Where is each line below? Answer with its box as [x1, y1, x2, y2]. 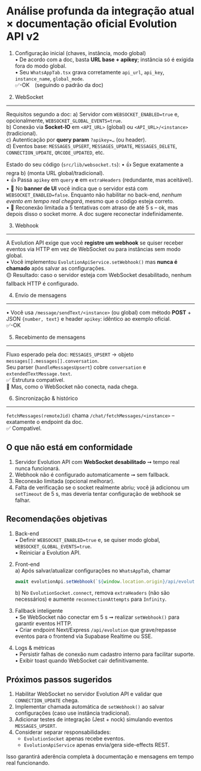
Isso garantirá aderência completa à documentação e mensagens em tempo [6, 753, 194, 760]
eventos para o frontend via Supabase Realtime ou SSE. [14, 633, 153, 640]
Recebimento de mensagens [14, 333, 86, 341]
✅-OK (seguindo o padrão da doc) [14, 81, 103, 88]
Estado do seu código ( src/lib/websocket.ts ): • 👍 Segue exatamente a [6, 161, 184, 168]
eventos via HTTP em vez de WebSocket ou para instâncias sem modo [6, 245, 181, 252]
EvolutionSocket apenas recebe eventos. [23, 735, 126, 742]
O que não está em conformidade [6, 442, 133, 453]
